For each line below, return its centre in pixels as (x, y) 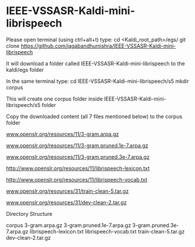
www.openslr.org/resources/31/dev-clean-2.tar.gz (66, 202)
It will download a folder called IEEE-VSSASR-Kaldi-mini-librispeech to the (96, 64)
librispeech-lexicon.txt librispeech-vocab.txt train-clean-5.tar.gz (107, 231)
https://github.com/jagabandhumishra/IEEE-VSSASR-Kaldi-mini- (98, 46)
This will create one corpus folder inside (54, 99)
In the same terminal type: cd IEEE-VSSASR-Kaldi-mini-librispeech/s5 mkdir (97, 81)
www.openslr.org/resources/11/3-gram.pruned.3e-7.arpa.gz (78, 156)
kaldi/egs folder (25, 69)
